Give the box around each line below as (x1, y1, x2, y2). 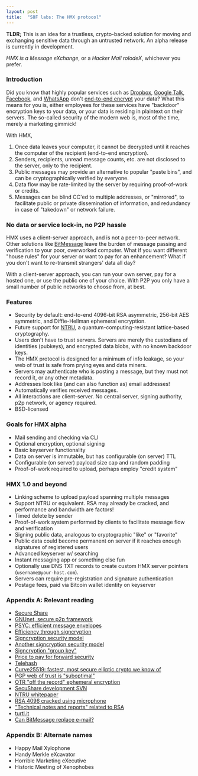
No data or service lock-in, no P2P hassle (6, 220, 126, 229)
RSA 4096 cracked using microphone (14, 697, 106, 704)
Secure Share (14, 609, 48, 616)
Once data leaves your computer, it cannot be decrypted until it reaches (14, 143, 190, 150)
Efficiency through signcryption (14, 628, 92, 635)
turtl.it (14, 710, 30, 717)
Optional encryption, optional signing (14, 440, 105, 447)
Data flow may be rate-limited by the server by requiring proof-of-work (14, 181, 188, 188)
